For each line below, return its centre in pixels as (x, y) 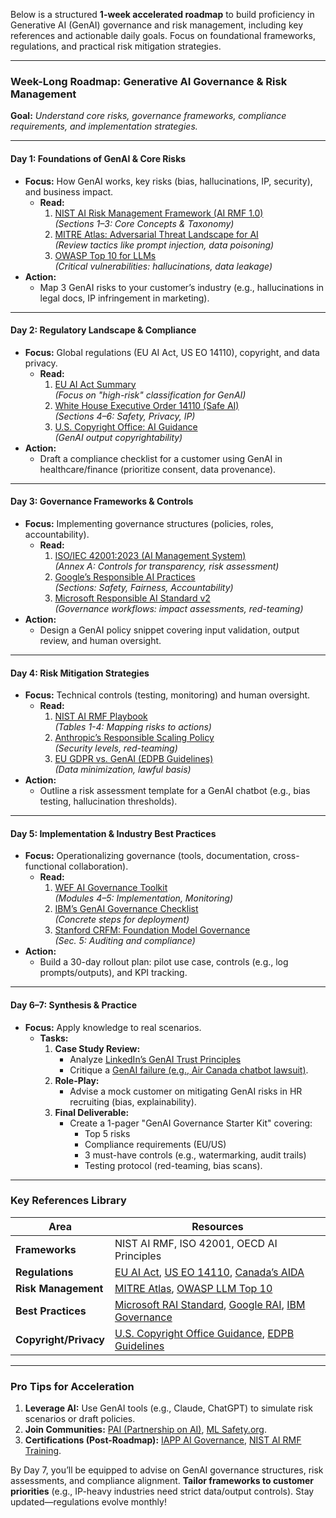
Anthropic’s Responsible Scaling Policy (134, 738)
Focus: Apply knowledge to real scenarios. (113, 1027)
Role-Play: (77, 1080)
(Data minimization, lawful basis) (123, 770)
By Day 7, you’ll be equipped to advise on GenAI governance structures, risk (167, 1470)
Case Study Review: (97, 1048)
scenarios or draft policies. (80, 1419)
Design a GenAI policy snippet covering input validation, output (169, 630)
